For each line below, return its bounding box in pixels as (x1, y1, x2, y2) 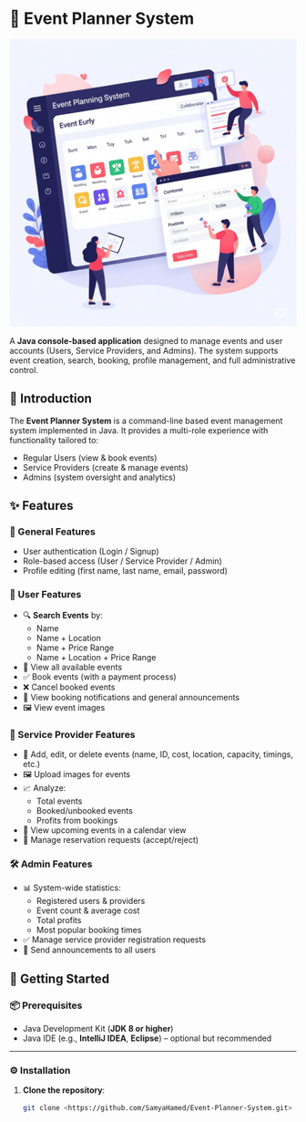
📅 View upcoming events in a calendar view (22, 825, 187, 836)
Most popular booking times (36, 925, 142, 936)
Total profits (36, 915, 82, 926)
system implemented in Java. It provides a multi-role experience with (9, 424, 269, 436)
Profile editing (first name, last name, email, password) (22, 566, 228, 577)
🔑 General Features (9, 525, 96, 538)
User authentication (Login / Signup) (22, 546, 159, 557)
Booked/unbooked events (36, 805, 134, 816)
